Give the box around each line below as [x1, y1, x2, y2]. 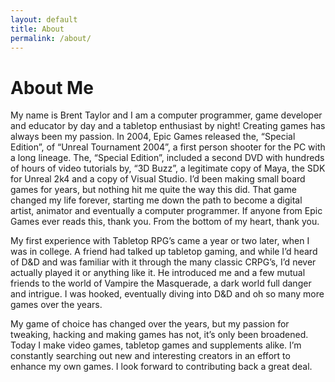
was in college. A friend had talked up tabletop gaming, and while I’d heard [10, 246, 318, 258]
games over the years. [10, 299, 103, 311]
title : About [10, 24, 65, 34]
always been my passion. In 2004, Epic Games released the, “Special [10, 131, 296, 143]
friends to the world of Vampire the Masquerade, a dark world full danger [10, 277, 312, 290]
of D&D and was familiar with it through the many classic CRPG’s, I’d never [10, 256, 317, 268]
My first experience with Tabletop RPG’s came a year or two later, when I [10, 235, 310, 247]
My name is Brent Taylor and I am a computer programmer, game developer [10, 109, 323, 121]
